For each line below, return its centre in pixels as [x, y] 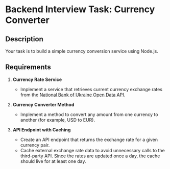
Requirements [28, 67]
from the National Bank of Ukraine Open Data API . [73, 95]
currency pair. [35, 145]
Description [24, 39]
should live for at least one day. [53, 161]
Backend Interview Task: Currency [80, 9]
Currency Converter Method [43, 104]
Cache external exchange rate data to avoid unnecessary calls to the [92, 150]
